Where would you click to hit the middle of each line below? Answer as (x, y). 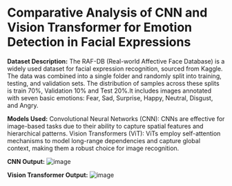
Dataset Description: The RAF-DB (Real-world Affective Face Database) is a (116, 61)
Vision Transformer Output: (48, 175)
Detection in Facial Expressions (99, 42)
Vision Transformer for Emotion (99, 27)
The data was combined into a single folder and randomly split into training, (115, 76)
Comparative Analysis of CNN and (107, 13)
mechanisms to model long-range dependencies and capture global (104, 140)
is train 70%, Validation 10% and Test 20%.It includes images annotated (109, 91)
